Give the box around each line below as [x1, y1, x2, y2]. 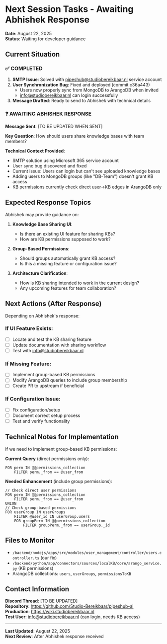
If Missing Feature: [5, 360, 51, 367]
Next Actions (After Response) [5, 300, 102, 308]
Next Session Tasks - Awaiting [5, 3, 134, 15]
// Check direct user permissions [5, 488, 77, 493]
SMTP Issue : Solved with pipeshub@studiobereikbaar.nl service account [12, 76, 162, 82]
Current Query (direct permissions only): [5, 456, 89, 462]
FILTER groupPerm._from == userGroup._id [23, 523, 110, 528]
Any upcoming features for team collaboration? [19, 285, 117, 291]
